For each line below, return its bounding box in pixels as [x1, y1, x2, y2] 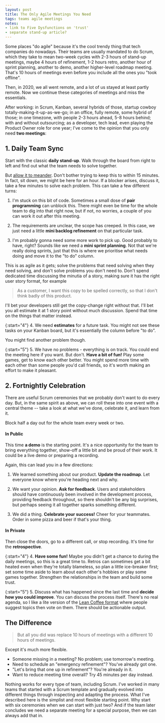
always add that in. [5, 712, 43, 718]
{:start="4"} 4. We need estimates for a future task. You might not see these [5, 322, 160, 328]
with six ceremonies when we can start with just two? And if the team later [5, 702, 156, 708]
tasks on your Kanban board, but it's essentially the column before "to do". [5, 327, 156, 333]
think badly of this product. [17, 293, 72, 298]
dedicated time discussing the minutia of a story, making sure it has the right [5, 273, 160, 279]
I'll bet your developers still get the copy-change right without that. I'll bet [5, 302, 154, 308]
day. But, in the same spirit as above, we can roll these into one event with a [5, 400, 159, 405]
